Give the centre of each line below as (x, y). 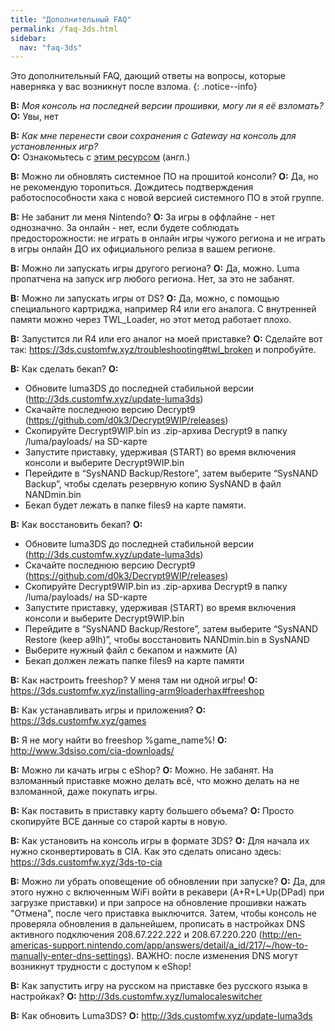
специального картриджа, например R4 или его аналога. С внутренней (163, 309)
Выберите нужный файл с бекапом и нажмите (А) (131, 650)
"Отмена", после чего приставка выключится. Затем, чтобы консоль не (163, 913)
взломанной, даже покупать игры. (84, 792)
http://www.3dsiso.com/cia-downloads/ (92, 751)
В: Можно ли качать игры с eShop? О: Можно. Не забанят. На (142, 770)
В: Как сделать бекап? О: (64, 369)
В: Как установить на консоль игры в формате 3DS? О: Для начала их (160, 841)
